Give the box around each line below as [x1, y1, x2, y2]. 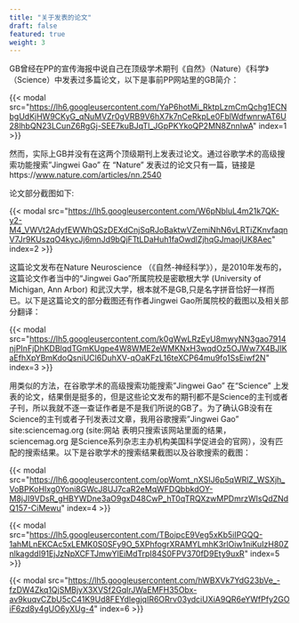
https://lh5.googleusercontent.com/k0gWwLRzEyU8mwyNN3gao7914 [29, 334, 287, 344]
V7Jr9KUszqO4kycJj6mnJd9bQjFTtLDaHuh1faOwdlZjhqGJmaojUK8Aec [9, 234, 272, 245]
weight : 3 [9, 37, 46, 47]
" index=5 [244, 548, 280, 559]
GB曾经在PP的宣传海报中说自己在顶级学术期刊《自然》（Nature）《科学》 [9, 63, 270, 74]
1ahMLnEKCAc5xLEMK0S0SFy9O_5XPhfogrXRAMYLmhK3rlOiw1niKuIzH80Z [9, 539, 289, 550]
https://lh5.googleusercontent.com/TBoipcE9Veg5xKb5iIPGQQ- [29, 530, 263, 540]
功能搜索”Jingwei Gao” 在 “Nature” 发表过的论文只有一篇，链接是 [16, 159, 255, 170]
